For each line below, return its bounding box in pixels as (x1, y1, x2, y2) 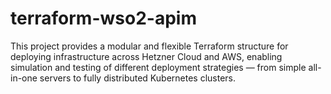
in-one (10, 72, 38, 84)
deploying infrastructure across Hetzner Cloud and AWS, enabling (10, 50, 283, 62)
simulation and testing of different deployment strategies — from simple (10, 61, 307, 73)
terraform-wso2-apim (10, 7, 197, 30)
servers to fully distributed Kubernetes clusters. (39, 72, 237, 84)
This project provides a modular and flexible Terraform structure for (10, 40, 289, 52)
